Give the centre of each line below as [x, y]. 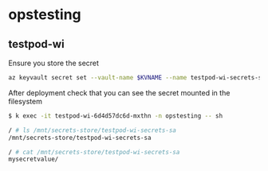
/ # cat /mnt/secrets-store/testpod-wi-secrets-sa [94, 152]
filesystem [25, 101]
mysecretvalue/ [33, 159]
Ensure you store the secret [54, 63]
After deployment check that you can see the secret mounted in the [119, 92]
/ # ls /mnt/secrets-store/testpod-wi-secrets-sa [93, 130]
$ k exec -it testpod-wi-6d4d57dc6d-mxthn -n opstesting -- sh [116, 116]
